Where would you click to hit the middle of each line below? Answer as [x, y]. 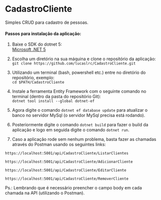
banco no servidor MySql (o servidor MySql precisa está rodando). [79, 116]
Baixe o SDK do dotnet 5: [37, 44]
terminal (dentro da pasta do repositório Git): [57, 97]
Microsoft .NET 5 [29, 50]
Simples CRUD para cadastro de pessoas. [47, 22]
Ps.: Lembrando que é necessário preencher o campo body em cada [73, 188]
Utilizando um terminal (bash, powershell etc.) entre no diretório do [79, 73]
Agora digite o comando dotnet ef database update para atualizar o [80, 110]
